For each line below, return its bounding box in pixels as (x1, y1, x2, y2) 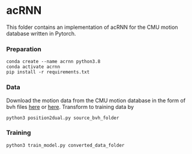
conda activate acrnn (6, 64, 61, 70)
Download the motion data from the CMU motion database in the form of (6, 97, 186, 104)
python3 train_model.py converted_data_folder (6, 142, 125, 148)
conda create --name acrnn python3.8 (6, 58, 101, 65)
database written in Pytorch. (6, 29, 76, 37)
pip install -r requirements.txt (6, 69, 90, 75)
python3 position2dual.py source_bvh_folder (6, 115, 119, 121)
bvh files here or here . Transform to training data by (6, 103, 134, 110)
